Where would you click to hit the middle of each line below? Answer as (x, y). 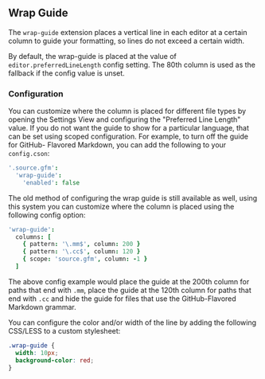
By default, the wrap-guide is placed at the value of (92, 56)
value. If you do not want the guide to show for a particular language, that (129, 128)
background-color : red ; (55, 360)
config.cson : (29, 154)
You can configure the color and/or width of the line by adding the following (132, 322)
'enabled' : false (51, 182)
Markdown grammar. (43, 307)
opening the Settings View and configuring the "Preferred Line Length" (125, 119)
